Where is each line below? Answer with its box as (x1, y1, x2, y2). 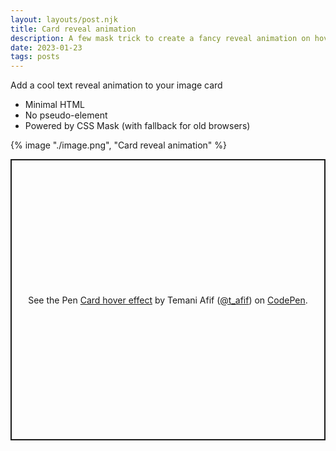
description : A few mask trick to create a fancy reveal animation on (10, 33, 311, 43)
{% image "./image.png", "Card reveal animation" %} (10, 139, 228, 151)
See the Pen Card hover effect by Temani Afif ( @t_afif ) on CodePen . (28, 294, 308, 306)
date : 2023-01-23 (10, 42, 83, 53)
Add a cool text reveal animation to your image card (10, 79, 223, 91)
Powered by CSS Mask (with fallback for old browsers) (24, 120, 251, 132)
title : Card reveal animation (10, 24, 137, 34)
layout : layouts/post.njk (10, 14, 118, 25)
